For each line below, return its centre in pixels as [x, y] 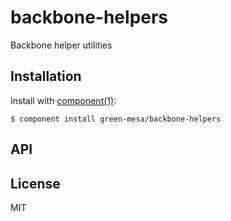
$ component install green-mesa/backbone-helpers [116, 119]
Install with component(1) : [63, 100]
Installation [46, 76]
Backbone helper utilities [61, 45]
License [35, 183]
